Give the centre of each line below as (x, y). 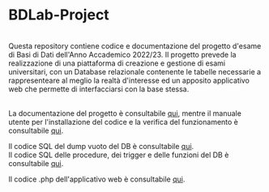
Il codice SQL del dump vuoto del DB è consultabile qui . (101, 146)
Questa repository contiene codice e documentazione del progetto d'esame (135, 45)
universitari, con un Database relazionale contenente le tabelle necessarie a (135, 71)
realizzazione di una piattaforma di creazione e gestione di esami (117, 63)
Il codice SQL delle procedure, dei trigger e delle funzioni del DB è (119, 155)
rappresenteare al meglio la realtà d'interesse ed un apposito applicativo (129, 80)
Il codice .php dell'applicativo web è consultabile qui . (97, 179)
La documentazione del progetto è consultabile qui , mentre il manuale (125, 113)
